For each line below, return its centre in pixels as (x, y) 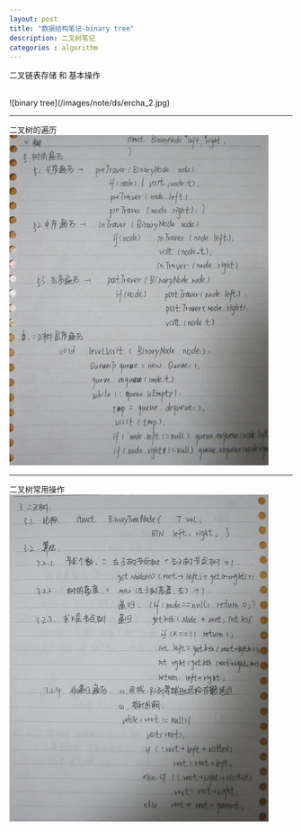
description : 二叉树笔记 (53, 38)
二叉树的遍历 (33, 130)
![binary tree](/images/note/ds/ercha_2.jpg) (90, 103)
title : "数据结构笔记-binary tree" (72, 28)
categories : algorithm (54, 48)
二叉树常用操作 (37, 490)
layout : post (34, 19)
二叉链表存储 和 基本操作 (55, 76)
